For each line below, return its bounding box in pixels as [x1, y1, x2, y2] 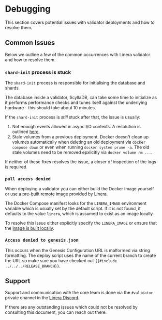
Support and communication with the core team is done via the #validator [5, 290, 153, 296]
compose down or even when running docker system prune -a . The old [12, 144, 149, 150]
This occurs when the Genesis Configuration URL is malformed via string [5, 247, 150, 253]
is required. [5, 164, 28, 170]
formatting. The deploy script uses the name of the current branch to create [5, 253, 156, 258]
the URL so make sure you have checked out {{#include [5, 257, 117, 263]
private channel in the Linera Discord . [5, 295, 80, 301]
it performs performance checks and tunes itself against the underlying [5, 100, 147, 105]
